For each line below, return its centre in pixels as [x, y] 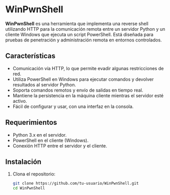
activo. [20, 101]
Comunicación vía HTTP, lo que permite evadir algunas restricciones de [88, 68]
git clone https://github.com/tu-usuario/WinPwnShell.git [76, 183]
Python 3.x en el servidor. [40, 135]
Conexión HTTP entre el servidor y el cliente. [60, 146]
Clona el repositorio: [34, 174]
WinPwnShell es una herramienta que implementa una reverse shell [77, 24]
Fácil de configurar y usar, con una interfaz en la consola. [73, 106]
